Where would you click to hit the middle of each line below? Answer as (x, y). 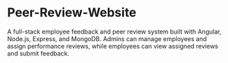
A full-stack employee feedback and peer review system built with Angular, (114, 32)
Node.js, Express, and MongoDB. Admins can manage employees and (107, 38)
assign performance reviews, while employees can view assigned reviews (113, 46)
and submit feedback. (38, 53)
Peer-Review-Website (72, 13)
